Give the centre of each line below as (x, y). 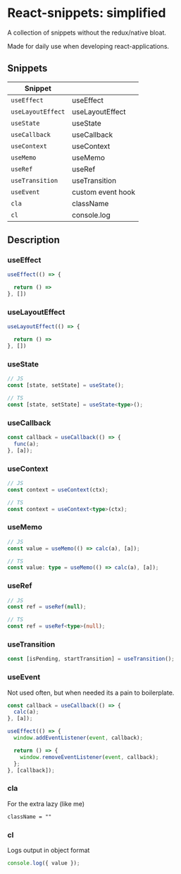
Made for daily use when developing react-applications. (88, 46)
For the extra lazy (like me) (46, 803)
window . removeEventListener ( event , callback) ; (89, 757)
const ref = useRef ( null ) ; (47, 607)
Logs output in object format (49, 850)
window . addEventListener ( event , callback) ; (78, 738)
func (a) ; (26, 444)
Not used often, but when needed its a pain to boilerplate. (91, 693)
